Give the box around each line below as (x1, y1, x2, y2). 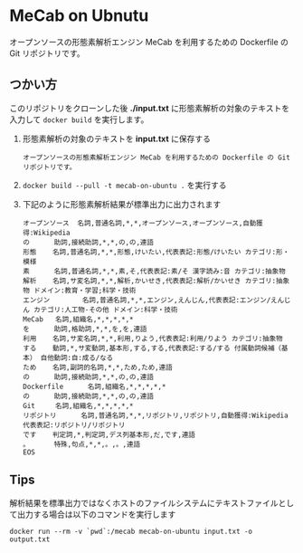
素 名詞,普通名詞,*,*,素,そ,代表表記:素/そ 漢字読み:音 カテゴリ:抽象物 (22, 266, 287, 276)
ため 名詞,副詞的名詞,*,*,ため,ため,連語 (22, 363, 174, 372)
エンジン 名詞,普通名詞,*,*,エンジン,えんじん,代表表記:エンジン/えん (22, 295, 285, 304)
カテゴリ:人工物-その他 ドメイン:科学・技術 (33, 305, 178, 314)
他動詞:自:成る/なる (46, 353, 114, 362)
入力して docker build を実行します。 (9, 114, 149, 125)
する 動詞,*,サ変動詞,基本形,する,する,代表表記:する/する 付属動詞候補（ (22, 343, 282, 353)
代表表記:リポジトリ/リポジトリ (22, 420, 126, 430)
